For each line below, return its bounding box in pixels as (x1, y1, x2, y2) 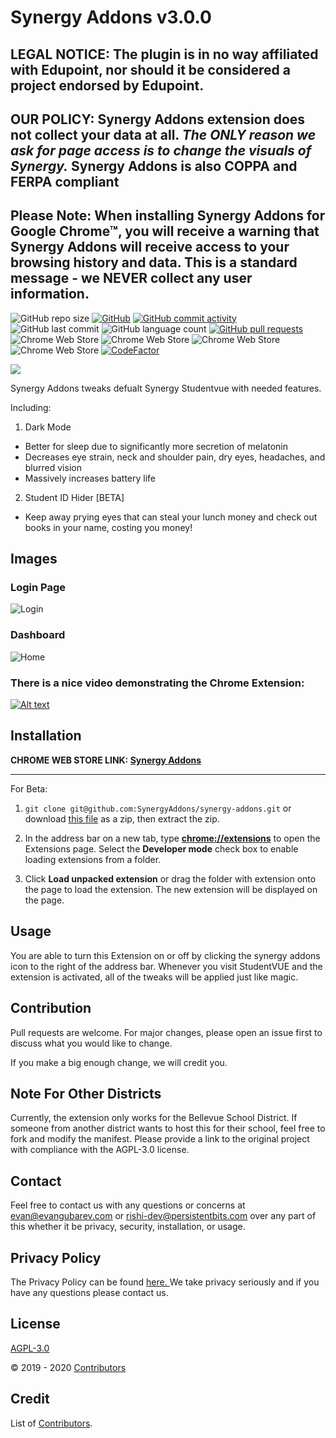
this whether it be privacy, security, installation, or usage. (10, 1221, 246, 1233)
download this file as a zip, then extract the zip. (24, 812, 220, 825)
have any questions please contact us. (10, 1286, 169, 1298)
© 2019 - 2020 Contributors (10, 1361, 127, 1373)
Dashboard (10, 628, 66, 642)
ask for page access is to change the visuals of (10, 142, 312, 159)
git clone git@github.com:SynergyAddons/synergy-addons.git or (24, 802, 292, 814)
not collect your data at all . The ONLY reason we (10, 126, 317, 143)
